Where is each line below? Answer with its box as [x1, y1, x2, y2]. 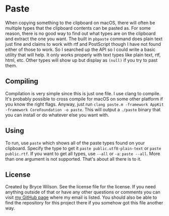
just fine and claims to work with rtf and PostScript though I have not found [5, 41, 161, 47]
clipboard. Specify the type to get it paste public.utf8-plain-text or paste [5, 145, 161, 151]
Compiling [5, 77, 39, 86]
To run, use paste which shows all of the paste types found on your [5, 139, 145, 146]
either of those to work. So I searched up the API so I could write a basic [5, 46, 156, 52]
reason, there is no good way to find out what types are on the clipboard [5, 30, 156, 36]
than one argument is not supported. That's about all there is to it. [5, 156, 142, 162]
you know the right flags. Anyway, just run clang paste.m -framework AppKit [5, 101, 164, 107]
